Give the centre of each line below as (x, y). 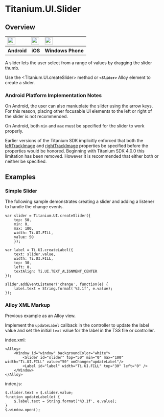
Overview (20, 27)
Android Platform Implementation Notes (53, 95)
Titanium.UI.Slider (43, 9)
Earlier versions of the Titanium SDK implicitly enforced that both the (74, 141)
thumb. (12, 68)
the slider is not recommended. (36, 117)
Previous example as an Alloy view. (40, 316)
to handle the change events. (35, 206)
